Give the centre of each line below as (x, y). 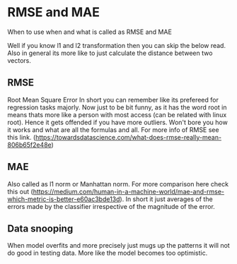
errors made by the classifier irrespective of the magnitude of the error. (111, 206)
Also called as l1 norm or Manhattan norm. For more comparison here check (118, 184)
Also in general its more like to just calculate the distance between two (110, 53)
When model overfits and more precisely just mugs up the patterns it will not (118, 246)
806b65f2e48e (29, 145)
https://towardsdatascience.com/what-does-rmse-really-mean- (128, 137)
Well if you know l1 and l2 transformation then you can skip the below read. (117, 45)
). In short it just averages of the (167, 199)
